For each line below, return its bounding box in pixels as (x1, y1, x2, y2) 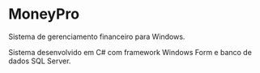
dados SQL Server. (8, 56, 71, 66)
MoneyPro (8, 5, 79, 24)
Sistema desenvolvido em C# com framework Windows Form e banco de (8, 47, 253, 57)
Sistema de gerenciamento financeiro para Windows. (8, 32, 185, 41)
